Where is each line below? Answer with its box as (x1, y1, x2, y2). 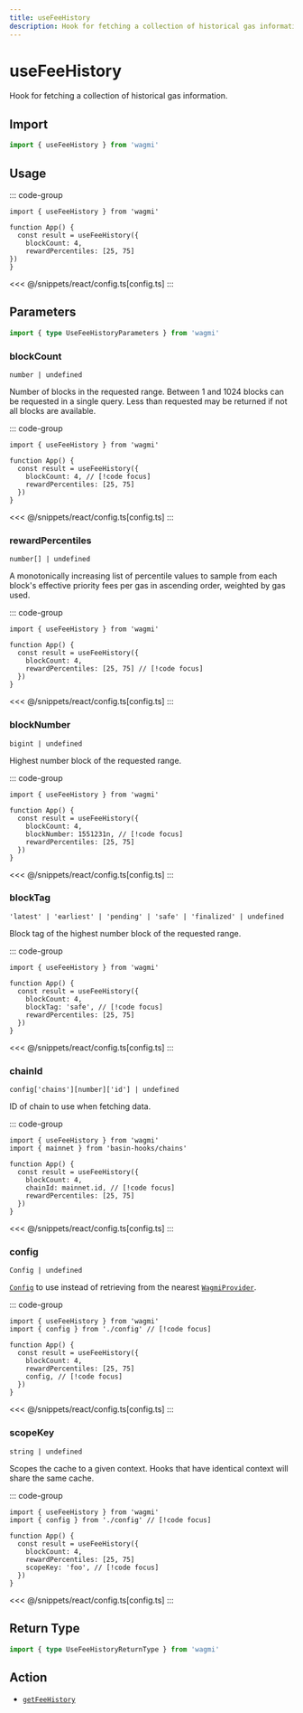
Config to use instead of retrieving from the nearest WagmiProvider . (9, 1282, 257, 1293)
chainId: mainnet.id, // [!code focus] (25, 1183, 176, 1193)
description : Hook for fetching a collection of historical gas (9, 22, 256, 31)
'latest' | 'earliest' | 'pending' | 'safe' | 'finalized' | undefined (9, 912, 284, 921)
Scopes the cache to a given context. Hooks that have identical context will (9, 1463, 289, 1473)
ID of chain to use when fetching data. (9, 1101, 151, 1112)
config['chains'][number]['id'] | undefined (9, 1086, 179, 1095)
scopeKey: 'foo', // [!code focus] (25, 1563, 160, 1572)
